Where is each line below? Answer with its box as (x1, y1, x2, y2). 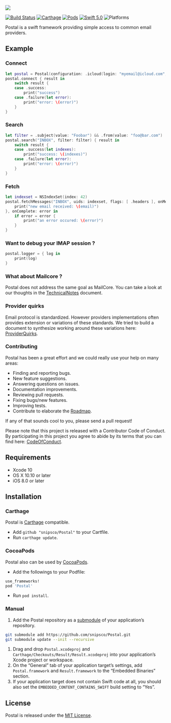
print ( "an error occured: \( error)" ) (23, 218, 103, 223)
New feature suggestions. (12, 375, 67, 381)
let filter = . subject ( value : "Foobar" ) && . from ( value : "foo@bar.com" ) (5, 133, 163, 138)
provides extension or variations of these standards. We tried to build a (5, 319, 154, 326)
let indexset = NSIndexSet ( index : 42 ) (5, 194, 88, 200)
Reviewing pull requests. (12, 392, 65, 398)
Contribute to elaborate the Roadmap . (12, 408, 92, 414)
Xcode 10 (12, 467, 33, 473)
